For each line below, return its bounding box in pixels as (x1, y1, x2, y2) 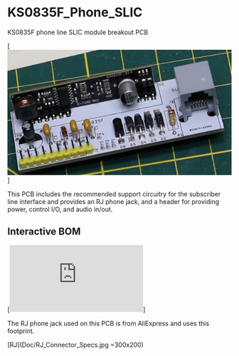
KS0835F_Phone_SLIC (7, 4, 143, 21)
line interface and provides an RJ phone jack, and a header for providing (7, 197, 220, 205)
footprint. (7, 326, 35, 335)
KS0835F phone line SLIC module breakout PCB (7, 28, 149, 36)
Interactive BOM (7, 225, 81, 238)
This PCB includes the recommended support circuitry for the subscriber (7, 190, 221, 198)
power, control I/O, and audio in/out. (7, 205, 113, 213)
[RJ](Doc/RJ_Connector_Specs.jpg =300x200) (7, 340, 144, 349)
